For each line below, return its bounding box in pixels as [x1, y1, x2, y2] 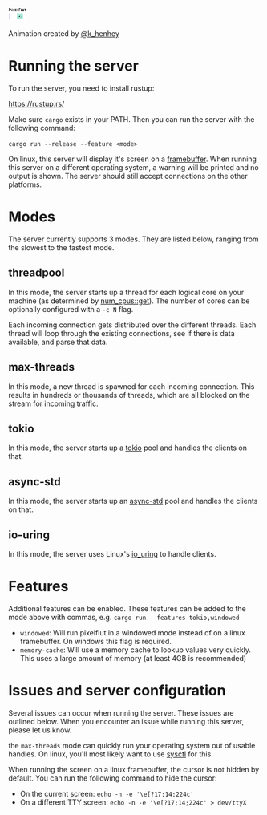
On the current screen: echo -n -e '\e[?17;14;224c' [19, 789, 194, 798]
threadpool [8, 266, 65, 280]
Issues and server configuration [8, 682, 226, 700]
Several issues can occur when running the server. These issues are [8, 708, 234, 717]
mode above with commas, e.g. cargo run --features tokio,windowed [8, 612, 240, 622]
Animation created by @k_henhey [8, 29, 120, 39]
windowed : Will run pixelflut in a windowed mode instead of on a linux [19, 627, 246, 637]
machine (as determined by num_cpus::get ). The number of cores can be [8, 296, 250, 306]
